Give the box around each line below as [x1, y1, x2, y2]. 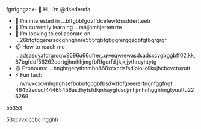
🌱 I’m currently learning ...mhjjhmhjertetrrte [14, 24, 122, 31]
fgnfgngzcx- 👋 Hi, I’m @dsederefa [6, 6, 91, 13]
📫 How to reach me [14, 43, 65, 50]
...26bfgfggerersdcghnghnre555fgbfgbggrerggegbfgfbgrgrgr [14, 37, 167, 43]
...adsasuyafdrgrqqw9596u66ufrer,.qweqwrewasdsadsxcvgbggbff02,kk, [14, 52, 196, 59]
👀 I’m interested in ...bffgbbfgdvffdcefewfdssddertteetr [14, 17, 152, 24]
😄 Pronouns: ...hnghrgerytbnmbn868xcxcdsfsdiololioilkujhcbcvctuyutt [14, 65, 191, 71]
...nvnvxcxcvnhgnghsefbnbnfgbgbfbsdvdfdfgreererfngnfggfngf [14, 80, 173, 87]
